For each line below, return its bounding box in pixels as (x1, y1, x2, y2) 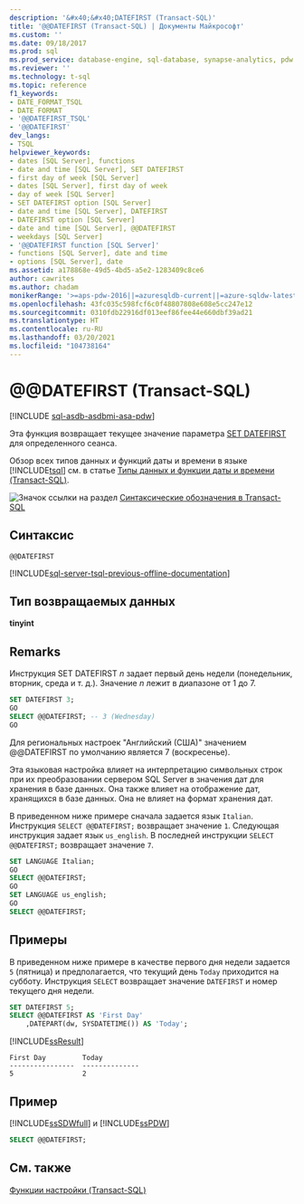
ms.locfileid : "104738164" (9, 341, 111, 350)
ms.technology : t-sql (9, 72, 91, 81)
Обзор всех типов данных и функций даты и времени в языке (9, 454, 248, 466)
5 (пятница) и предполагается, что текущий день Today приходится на (9, 966, 280, 977)
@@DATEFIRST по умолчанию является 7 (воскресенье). (9, 746, 231, 757)
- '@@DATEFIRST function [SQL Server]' (9, 241, 160, 250)
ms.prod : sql (9, 47, 59, 56)
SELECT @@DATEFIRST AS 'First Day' (9, 1011, 144, 1020)
